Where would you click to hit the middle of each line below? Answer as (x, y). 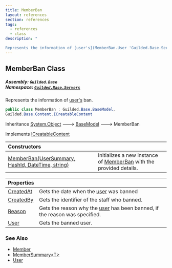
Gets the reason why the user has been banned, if (99, 208)
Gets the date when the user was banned (89, 191)
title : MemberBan (24, 10)
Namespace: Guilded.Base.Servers (43, 87)
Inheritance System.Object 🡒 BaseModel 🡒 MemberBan (72, 124)
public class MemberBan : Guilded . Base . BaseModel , (60, 110)
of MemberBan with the (126, 161)
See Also (17, 238)
